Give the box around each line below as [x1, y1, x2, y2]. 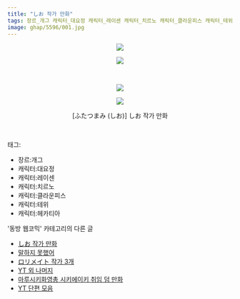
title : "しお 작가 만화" [7, 10, 74, 18]
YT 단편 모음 [17, 284, 54, 293]
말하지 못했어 [17, 248, 55, 257]
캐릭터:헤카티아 [17, 209, 61, 218]
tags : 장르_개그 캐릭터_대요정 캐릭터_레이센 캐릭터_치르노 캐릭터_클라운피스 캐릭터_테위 [7, 17, 234, 24]
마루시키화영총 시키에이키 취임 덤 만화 [17, 275, 124, 284]
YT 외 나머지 [17, 266, 54, 275]
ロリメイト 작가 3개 [17, 258, 74, 266]
